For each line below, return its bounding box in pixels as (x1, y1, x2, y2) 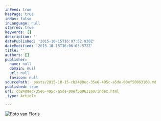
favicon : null (9, 75, 38, 80)
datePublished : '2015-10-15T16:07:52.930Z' (5, 39, 95, 44)
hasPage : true (5, 12, 34, 17)
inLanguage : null (5, 20, 41, 26)
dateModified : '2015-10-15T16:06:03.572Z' (5, 43, 93, 48)
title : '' (5, 48, 25, 53)
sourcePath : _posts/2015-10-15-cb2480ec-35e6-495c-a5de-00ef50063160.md (5, 80, 157, 84)
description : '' (5, 35, 38, 40)
